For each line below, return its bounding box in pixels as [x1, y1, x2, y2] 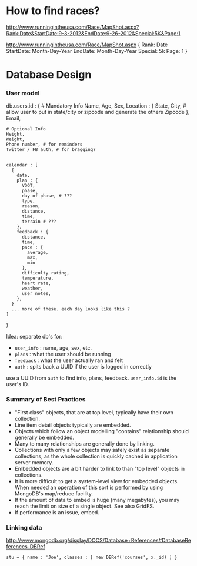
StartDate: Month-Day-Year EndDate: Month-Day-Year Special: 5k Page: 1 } [6, 47, 188, 54]
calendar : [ [6, 162, 38, 168]
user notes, [21, 291, 51, 297]
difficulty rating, [21, 270, 69, 276]
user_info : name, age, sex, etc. [14, 344, 92, 351]
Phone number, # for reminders [6, 142, 83, 148]
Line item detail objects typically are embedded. [14, 421, 131, 428]
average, [27, 250, 49, 256]
